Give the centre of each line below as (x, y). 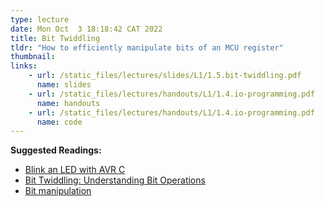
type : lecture (40, 19)
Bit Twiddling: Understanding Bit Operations (115, 180)
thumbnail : (33, 57)
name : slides (64, 85)
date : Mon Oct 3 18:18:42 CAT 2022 (86, 29)
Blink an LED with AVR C (75, 170)
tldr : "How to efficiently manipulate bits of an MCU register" (147, 47)
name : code (59, 122)
